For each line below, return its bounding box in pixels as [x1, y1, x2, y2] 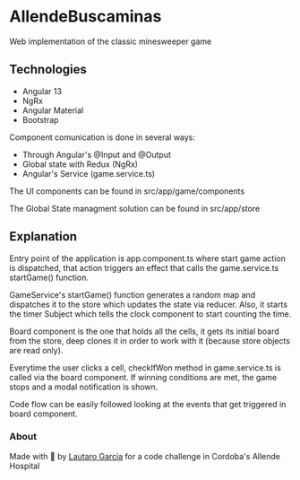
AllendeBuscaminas [9, 6, 162, 27]
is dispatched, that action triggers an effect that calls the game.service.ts [9, 262, 279, 273]
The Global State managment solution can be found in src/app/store [9, 203, 261, 214]
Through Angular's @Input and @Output [21, 149, 172, 160]
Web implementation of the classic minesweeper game [9, 36, 212, 47]
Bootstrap [21, 114, 59, 125]
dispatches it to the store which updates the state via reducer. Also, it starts [9, 299, 288, 310]
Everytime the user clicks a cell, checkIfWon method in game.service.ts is [9, 362, 282, 373]
